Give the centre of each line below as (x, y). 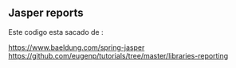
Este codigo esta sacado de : (56, 32)
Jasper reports (46, 13)
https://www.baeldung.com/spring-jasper (77, 47)
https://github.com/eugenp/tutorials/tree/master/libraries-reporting (118, 55)
